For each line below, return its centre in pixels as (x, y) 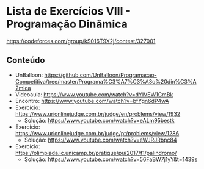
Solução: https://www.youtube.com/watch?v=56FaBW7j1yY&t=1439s (111, 159)
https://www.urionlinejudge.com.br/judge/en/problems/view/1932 (98, 113)
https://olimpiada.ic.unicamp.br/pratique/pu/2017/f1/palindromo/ (96, 153)
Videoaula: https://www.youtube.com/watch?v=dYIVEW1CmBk (94, 94)
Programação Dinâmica (67, 24)
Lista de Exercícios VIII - (69, 11)
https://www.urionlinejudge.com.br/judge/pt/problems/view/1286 (97, 133)
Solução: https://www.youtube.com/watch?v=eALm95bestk (100, 120)
